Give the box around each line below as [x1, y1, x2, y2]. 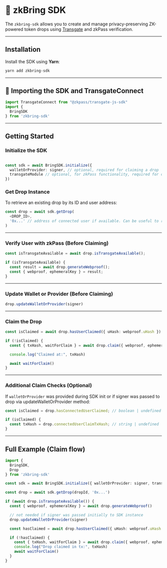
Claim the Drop [5, 318, 42, 325]
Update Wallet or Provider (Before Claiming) [5, 290, 113, 297]
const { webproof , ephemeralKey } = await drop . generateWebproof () [9, 504, 153, 509]
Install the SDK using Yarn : [5, 58, 60, 64]
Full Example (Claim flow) [5, 445, 85, 454]
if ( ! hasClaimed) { [9, 535, 50, 540]
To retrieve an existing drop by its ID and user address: [5, 200, 117, 206]
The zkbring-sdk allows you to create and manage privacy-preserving [5, 21, 148, 27]
